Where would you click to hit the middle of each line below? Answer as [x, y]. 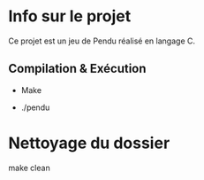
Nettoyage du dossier [89, 143]
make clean [29, 168]
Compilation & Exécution [77, 69]
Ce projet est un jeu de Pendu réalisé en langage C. [102, 41]
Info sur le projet [70, 16]
